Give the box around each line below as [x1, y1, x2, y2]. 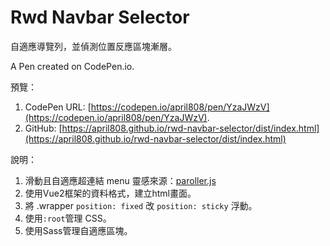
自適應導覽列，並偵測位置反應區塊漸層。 [10, 40, 177, 52]
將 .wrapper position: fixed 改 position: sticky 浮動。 [24, 199, 258, 211]
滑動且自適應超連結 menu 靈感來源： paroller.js [24, 174, 217, 186]
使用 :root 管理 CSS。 [24, 212, 112, 224]
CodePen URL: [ [24, 101, 92, 113]
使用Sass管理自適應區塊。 [24, 224, 133, 236]
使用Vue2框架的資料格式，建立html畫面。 [24, 187, 197, 199]
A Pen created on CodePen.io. [10, 60, 135, 72]
